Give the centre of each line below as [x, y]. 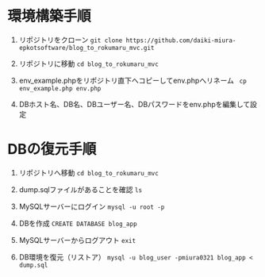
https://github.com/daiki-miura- [181, 40]
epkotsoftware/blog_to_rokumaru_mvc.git [86, 48]
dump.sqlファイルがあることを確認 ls [81, 189]
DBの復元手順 [52, 150]
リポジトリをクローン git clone [71, 40]
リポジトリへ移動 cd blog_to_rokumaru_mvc [89, 172]
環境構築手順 [50, 16]
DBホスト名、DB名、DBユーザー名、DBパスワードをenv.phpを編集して [134, 104]
